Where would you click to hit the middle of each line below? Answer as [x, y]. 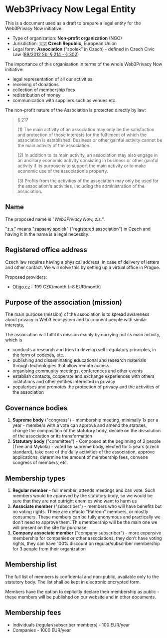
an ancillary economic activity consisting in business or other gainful [88, 160]
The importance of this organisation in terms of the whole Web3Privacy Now [84, 64]
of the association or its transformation [52, 436]
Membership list [31, 565]
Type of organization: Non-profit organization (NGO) [67, 38]
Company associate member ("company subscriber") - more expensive [87, 533]
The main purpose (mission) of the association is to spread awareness [77, 314]
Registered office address [46, 250]
